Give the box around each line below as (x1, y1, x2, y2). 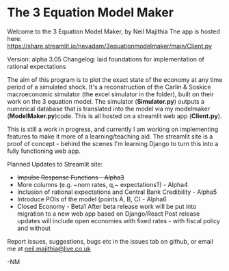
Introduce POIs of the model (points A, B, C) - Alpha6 (16, 195, 167, 203)
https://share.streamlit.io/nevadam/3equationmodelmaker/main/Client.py (7, 42, 213, 50)
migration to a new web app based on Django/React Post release (16, 210, 200, 218)
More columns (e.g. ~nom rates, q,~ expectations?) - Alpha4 (16, 180, 188, 188)
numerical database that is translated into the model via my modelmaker (7, 104, 211, 113)
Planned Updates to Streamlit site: (7, 160, 103, 168)
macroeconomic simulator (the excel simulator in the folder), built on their (7, 90, 214, 98)
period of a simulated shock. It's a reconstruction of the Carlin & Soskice (7, 83, 211, 91)
